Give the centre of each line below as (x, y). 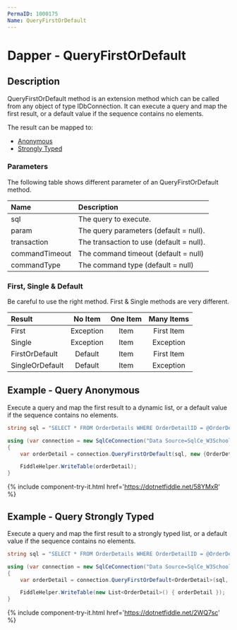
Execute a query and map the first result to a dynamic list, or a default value (117, 407)
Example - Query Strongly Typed (81, 517)
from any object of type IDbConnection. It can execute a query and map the (117, 106)
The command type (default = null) (136, 264)
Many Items (169, 319)
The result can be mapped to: (50, 127)
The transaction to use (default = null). (142, 242)
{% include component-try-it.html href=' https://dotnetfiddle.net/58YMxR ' (114, 487)
